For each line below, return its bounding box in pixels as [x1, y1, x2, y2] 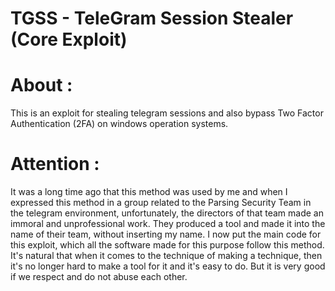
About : [10, 74, 73, 97]
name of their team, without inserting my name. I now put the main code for [10, 228, 322, 241]
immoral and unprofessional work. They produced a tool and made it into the [10, 218, 326, 230]
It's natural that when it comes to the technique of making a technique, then [10, 250, 323, 262]
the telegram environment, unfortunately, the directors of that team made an [10, 207, 324, 219]
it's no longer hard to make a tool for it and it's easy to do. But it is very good [10, 260, 326, 272]
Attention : [10, 153, 100, 176]
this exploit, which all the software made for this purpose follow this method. [10, 239, 325, 251]
